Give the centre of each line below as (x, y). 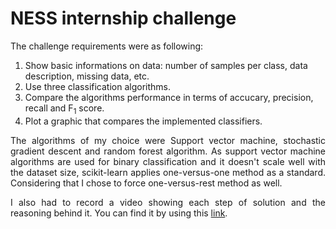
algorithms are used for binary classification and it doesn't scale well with (168, 161)
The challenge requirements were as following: (107, 46)
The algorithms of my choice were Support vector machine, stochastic (168, 140)
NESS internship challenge (123, 18)
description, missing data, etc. (87, 76)
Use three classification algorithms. (97, 86)
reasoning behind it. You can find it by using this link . (119, 213)
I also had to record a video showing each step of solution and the (168, 202)
